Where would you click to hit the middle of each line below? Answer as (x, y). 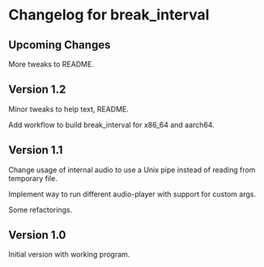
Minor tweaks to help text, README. (69, 109)
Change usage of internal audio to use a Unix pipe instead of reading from (132, 170)
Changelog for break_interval (109, 15)
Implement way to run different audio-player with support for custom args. (132, 194)
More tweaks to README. (51, 64)
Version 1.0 (37, 235)
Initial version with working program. (69, 254)
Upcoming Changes (60, 45)
